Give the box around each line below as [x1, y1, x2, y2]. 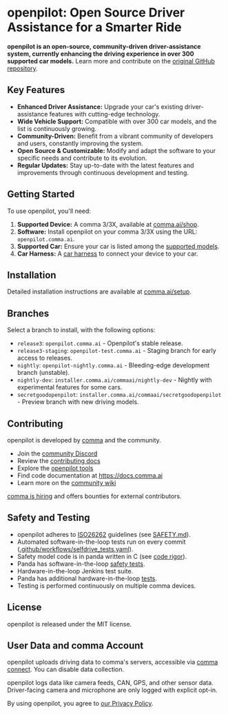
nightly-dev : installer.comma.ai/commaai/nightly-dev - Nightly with [17, 376, 212, 384]
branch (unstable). [17, 369, 70, 377]
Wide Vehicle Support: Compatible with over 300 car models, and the [17, 117, 217, 125]
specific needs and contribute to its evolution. [17, 154, 147, 162]
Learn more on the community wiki [17, 479, 116, 487]
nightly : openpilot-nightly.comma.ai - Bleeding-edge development [17, 361, 210, 369]
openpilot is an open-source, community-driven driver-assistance [7, 42, 201, 50]
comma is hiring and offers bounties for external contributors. [7, 492, 182, 500]
